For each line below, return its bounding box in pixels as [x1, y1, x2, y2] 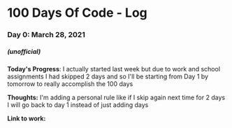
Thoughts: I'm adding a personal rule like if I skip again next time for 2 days [7, 93, 226, 102]
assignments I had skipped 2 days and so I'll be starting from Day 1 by [7, 72, 208, 81]
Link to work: [7, 114, 46, 123]
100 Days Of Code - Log [7, 5, 148, 21]
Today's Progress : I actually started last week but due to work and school [7, 65, 221, 73]
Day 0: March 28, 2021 [7, 30, 85, 40]
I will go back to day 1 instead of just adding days [7, 101, 149, 109]
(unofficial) [7, 47, 41, 55]
